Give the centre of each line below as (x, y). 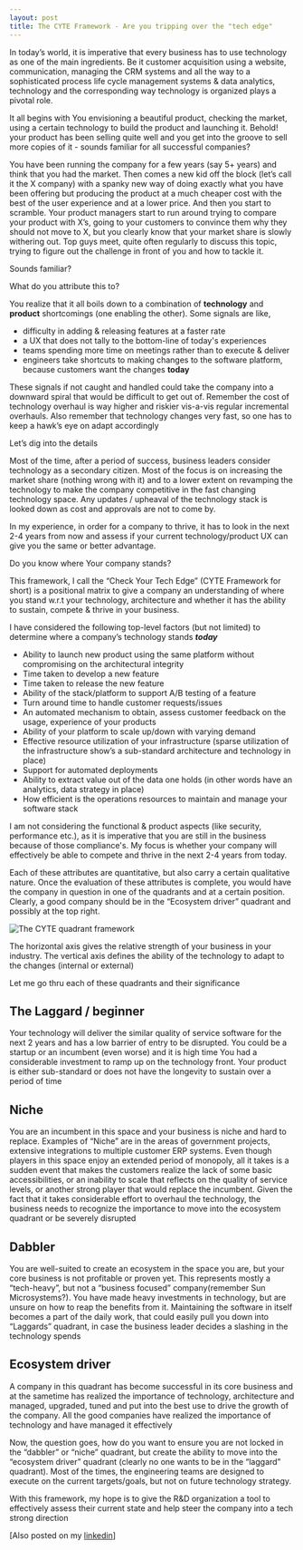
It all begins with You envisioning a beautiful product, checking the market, (148, 118)
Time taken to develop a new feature (91, 673)
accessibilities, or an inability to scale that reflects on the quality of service (148, 1180)
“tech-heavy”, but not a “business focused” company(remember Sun (137, 1287)
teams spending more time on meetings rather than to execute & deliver (156, 350)
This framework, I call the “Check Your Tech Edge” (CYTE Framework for (146, 580)
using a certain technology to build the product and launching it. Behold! (144, 127)
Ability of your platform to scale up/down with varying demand (139, 731)
